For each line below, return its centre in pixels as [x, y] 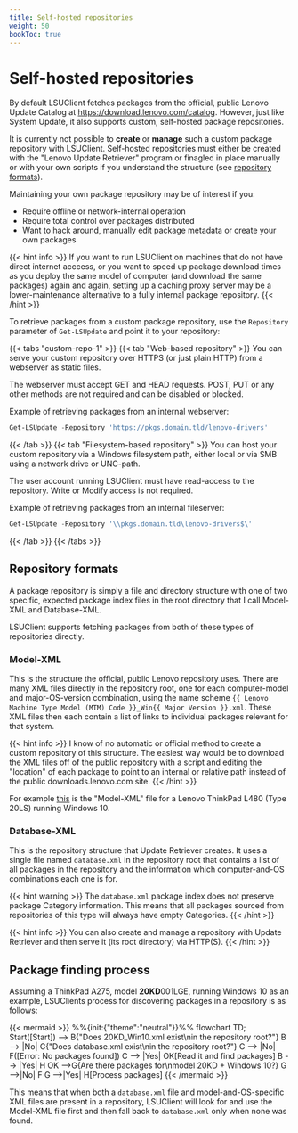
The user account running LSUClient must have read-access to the [132, 481]
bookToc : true [36, 34]
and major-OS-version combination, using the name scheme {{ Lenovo [139, 698]
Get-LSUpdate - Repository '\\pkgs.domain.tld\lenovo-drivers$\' [131, 524]
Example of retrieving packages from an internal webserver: [119, 412]
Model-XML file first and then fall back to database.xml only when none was [148, 1112]
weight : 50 [29, 26]
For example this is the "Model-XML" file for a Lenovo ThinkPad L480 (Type [148, 799]
